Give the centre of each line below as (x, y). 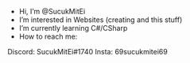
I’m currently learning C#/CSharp (73, 28)
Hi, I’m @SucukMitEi (52, 11)
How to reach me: (48, 36)
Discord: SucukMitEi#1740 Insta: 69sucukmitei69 (87, 52)
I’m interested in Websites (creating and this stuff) (101, 20)
